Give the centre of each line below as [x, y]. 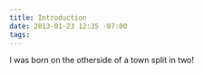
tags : [19, 34]
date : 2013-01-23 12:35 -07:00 [68, 26]
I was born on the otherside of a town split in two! [102, 60]
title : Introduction [48, 18]
